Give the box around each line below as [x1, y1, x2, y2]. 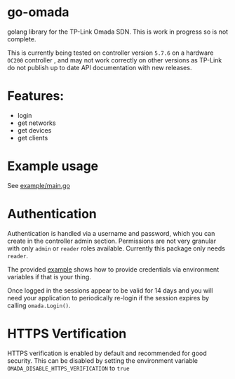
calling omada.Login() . [7, 301, 72, 310]
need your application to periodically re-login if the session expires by [7, 293, 209, 302]
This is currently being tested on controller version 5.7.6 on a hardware [7, 48, 214, 57]
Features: [7, 88, 65, 104]
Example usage [7, 159, 99, 174]
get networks [17, 119, 56, 127]
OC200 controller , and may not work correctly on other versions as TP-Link [7, 55, 222, 64]
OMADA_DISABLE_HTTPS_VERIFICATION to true [7, 364, 130, 372]
